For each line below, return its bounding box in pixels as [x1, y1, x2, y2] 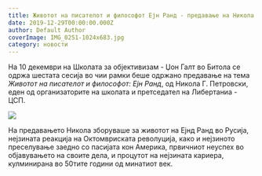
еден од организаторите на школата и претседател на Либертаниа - [8, 87, 238, 97]
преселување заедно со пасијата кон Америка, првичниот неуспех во [8, 142, 245, 152]
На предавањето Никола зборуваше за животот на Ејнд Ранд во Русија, [8, 126, 249, 135]
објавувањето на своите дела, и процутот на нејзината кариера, [8, 151, 224, 160]
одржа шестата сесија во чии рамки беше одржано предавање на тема [8, 71, 250, 80]
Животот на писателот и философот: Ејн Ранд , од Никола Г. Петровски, [8, 79, 249, 89]
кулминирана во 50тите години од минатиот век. [8, 159, 173, 169]
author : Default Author [8, 26, 86, 34]
